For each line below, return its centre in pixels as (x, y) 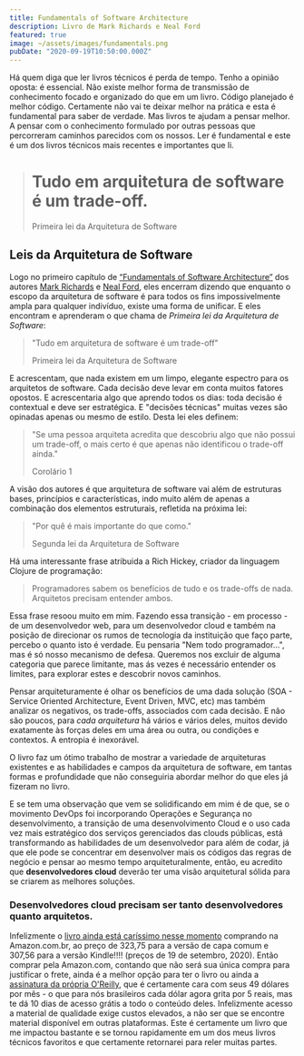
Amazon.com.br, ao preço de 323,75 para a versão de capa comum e (139, 946)
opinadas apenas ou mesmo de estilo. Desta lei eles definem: (124, 417)
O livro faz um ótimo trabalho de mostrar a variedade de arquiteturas (137, 757)
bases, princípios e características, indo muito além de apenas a (130, 498)
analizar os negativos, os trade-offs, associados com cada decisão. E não (147, 710)
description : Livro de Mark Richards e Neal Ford (105, 26)
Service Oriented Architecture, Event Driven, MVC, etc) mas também (137, 700)
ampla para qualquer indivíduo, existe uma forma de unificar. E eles (135, 306)
